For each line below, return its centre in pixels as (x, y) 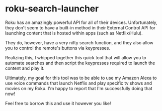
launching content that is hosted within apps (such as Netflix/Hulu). (74, 33)
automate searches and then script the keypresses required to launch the (80, 63)
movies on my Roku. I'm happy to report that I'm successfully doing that (79, 88)
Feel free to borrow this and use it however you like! (58, 103)
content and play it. (25, 68)
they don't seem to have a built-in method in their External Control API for (80, 27)
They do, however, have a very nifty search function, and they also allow (79, 42)
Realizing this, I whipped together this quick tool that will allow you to (76, 57)
